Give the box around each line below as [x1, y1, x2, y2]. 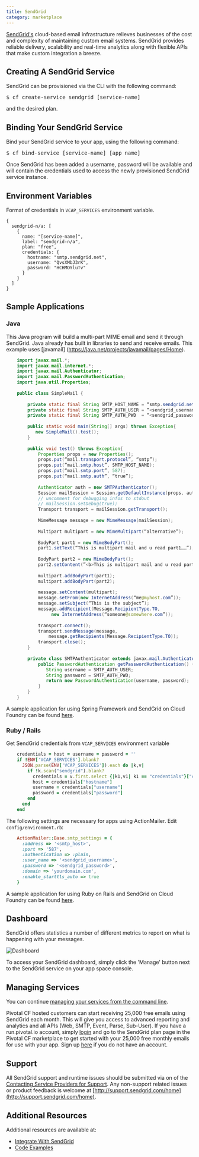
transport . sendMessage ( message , [37, 628, 118, 634]
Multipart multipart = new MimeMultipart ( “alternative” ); [37, 529, 184, 535]
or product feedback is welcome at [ [6, 1087, 95, 1094]
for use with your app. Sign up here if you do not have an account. [6, 1041, 168, 1048]
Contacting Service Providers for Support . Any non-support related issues [6, 1080, 187, 1088]
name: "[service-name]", [21, 233, 84, 240]
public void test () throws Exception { [27, 445, 123, 452]
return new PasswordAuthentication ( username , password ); [46, 678, 190, 684]
